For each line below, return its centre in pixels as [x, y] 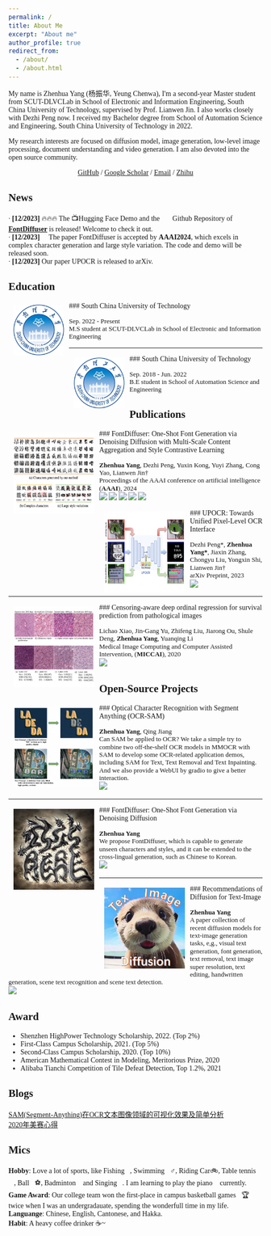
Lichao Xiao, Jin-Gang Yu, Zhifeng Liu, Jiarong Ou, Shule [176, 631]
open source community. [43, 157]
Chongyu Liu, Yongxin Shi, [226, 560]
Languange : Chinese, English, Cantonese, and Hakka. [85, 1214]
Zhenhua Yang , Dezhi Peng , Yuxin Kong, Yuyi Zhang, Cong [180, 465]
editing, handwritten [217, 974]
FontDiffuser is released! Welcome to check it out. [81, 229]
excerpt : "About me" [43, 34]
